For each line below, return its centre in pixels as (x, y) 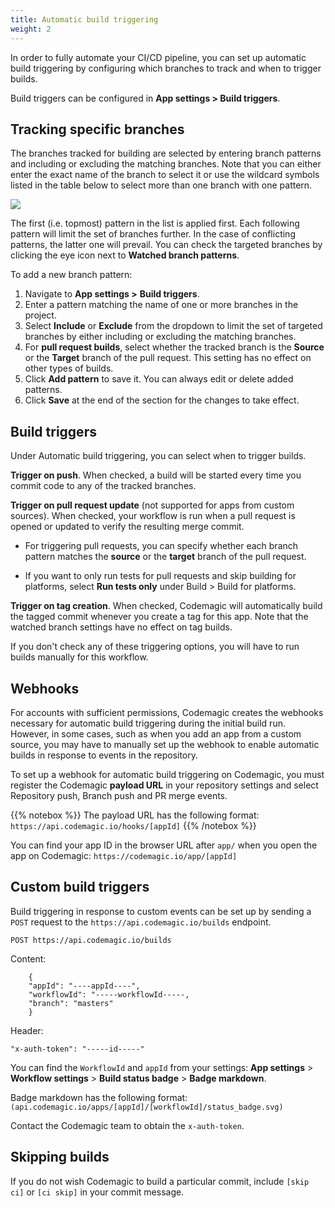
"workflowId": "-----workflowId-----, (109, 994)
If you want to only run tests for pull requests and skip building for (160, 576)
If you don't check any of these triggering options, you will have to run (155, 647)
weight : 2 (31, 29)
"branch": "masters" (71, 1003)
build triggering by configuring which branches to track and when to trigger (166, 68)
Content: (28, 958)
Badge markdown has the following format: (99, 1097)
